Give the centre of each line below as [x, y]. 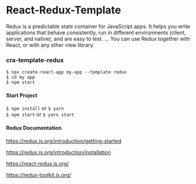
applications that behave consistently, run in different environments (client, [96, 32]
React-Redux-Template [63, 10]
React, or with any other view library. [50, 45]
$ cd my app [20, 77]
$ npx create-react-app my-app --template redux [66, 72]
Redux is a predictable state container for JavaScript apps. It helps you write [98, 26]
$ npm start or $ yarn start [40, 114]
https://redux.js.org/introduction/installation [59, 152]
